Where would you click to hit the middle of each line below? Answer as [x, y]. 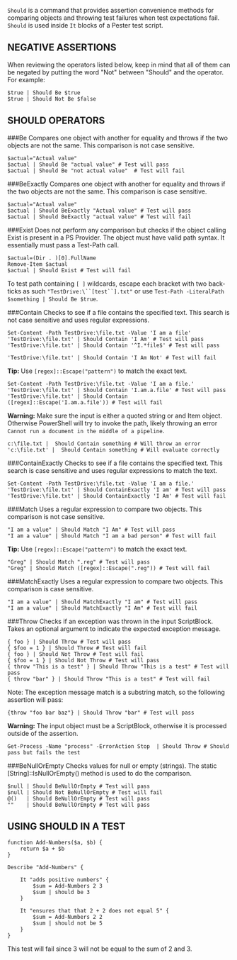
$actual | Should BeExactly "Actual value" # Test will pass [99, 211]
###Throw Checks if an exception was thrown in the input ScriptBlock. [110, 621]
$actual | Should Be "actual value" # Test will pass [88, 164]
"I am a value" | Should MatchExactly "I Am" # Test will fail [103, 608]
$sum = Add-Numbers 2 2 [68, 917]
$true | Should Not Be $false [52, 99]
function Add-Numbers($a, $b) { [55, 843]
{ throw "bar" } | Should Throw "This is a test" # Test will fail [109, 679]
